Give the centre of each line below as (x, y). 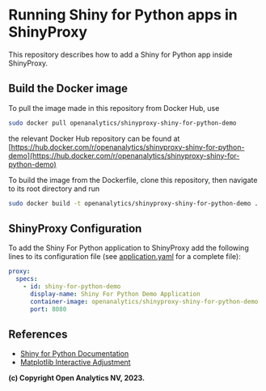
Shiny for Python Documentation (74, 354)
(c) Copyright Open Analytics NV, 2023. (77, 378)
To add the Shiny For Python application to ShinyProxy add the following (129, 248)
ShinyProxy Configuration (75, 228)
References (38, 334)
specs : (27, 279)
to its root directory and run (54, 189)
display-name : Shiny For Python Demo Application (115, 294)
